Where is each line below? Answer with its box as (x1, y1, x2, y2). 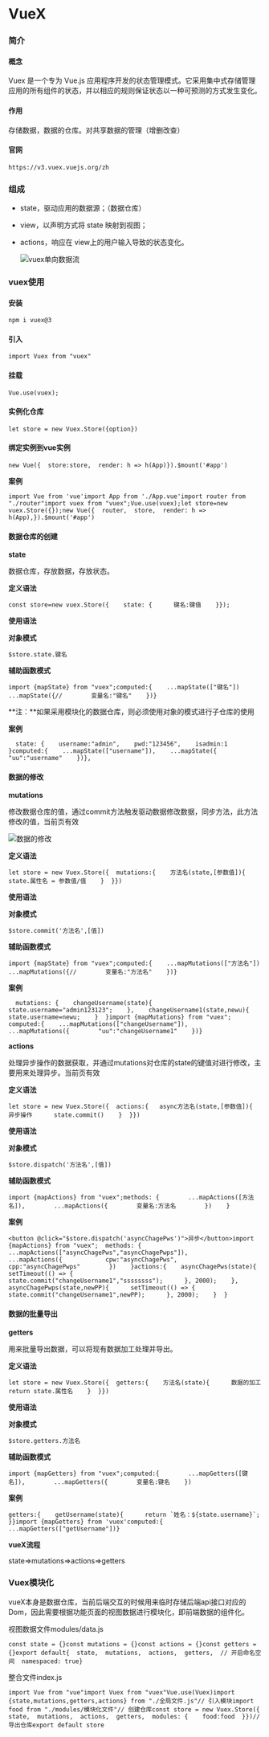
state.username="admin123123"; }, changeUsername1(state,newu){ (8, 1006, 250, 1015)
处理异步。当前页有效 (29, 1068, 100, 1077)
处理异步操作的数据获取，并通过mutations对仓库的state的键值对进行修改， (8, 1058, 255, 1068)
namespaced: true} (21, 1657, 83, 1665)
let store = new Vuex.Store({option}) (8, 425, 138, 433)
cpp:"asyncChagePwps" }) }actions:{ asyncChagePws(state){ (8, 1263, 257, 1271)
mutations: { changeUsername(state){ (15, 999, 153, 1007)
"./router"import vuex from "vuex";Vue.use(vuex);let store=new (8, 499, 228, 507)
